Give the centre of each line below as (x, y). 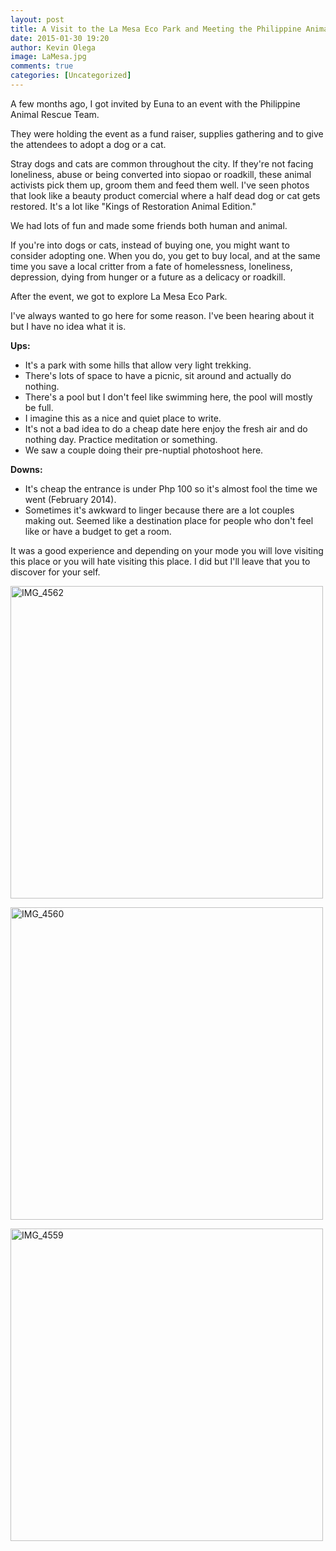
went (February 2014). (70, 499)
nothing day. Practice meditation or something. (121, 439)
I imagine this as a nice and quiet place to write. (123, 418)
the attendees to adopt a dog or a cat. (88, 144)
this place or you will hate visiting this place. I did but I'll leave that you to (160, 561)
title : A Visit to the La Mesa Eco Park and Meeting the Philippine (156, 29)
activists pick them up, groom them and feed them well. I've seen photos (160, 185)
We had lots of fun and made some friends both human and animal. (149, 225)
